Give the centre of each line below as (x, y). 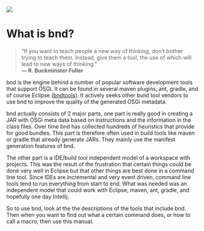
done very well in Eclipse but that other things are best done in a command (100, 171)
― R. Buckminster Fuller (52, 71)
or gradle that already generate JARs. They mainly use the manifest (91, 140)
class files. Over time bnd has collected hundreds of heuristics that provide (100, 127)
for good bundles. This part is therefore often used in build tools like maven (100, 133)
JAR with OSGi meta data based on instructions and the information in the (99, 120)
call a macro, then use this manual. (50, 221)
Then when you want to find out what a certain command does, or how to (98, 215)
